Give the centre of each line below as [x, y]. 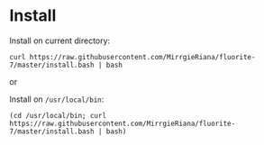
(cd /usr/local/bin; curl [58, 115]
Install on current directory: [60, 41]
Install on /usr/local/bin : [57, 99]
